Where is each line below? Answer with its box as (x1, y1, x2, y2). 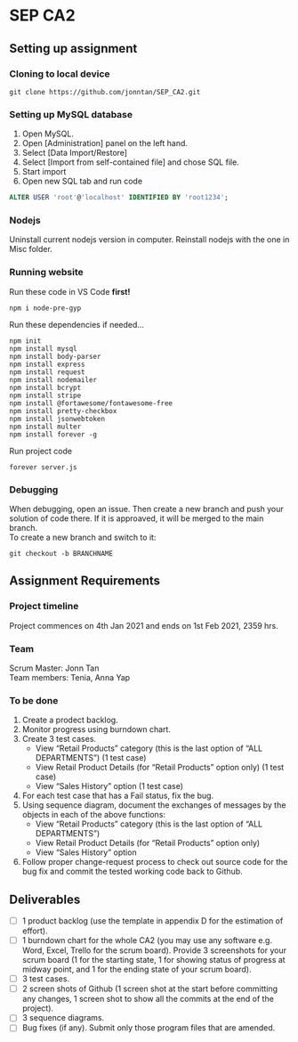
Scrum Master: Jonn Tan (9, 663, 100, 673)
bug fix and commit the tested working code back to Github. (21, 866, 243, 877)
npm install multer (9, 422, 82, 431)
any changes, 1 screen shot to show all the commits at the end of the (21, 994, 274, 1005)
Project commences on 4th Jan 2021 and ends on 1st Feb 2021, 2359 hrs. (9, 620, 278, 631)
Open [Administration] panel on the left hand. (21, 138, 189, 149)
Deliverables (9, 891, 81, 907)
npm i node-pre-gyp (9, 304, 82, 313)
